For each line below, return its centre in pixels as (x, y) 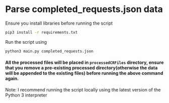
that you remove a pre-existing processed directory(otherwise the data (81, 68)
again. (12, 78)
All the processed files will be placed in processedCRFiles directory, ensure (84, 63)
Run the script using (26, 42)
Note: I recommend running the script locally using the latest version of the (83, 89)
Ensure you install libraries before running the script (59, 23)
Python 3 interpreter (26, 95)
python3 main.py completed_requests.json (49, 51)
